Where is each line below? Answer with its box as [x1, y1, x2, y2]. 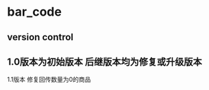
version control [7, 31, 74, 43]
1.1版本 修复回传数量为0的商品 [7, 76, 91, 84]
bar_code [7, 4, 62, 20]
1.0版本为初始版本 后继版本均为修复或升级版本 [7, 56, 202, 67]
